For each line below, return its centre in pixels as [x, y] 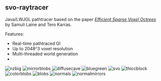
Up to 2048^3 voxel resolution [43, 48]
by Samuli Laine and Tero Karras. [38, 24]
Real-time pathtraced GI [36, 43]
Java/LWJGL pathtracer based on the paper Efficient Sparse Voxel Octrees [81, 19]
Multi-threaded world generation [45, 54]
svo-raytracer [27, 8]
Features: [15, 34]
